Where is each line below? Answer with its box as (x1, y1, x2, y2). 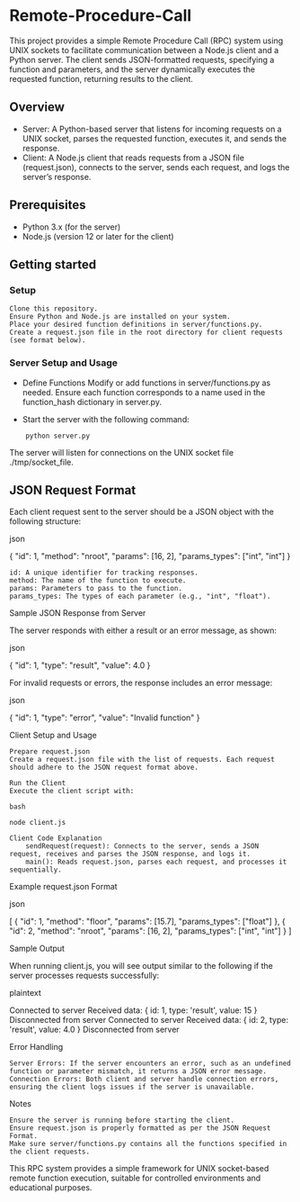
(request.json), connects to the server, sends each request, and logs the (22, 161, 290, 172)
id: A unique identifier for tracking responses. (9, 568, 199, 577)
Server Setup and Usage (9, 357, 119, 369)
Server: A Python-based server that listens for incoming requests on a (22, 123, 282, 134)
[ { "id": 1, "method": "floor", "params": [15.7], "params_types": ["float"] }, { (9, 916, 286, 927)
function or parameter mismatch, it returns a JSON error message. (9, 1067, 268, 1076)
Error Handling (9, 1042, 64, 1053)
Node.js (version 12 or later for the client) (22, 230, 174, 241)
